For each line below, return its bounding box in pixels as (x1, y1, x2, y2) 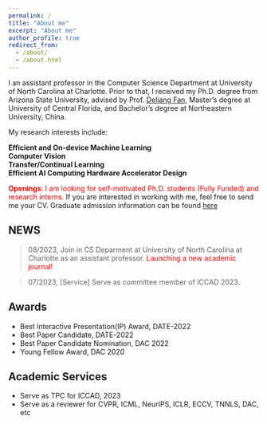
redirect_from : (8, 41, 59, 49)
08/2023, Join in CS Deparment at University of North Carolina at (27, 245, 243, 254)
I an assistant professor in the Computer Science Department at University (8, 77, 253, 88)
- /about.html (15, 57, 62, 65)
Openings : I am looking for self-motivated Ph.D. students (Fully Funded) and (8, 183, 259, 193)
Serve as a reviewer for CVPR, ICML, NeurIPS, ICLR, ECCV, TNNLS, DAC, (19, 399, 259, 409)
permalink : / (8, 11, 52, 20)
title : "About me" (8, 19, 69, 27)
